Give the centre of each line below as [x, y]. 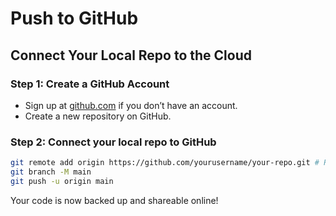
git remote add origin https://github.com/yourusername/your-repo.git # [165, 163]
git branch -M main [51, 172]
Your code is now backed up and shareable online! [114, 200]
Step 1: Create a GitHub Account [90, 84]
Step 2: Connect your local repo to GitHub [113, 142]
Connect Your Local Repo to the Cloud [131, 55]
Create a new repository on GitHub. [98, 116]
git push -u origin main [62, 181]
